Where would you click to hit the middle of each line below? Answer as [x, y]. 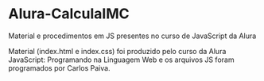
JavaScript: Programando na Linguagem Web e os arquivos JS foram [121, 60]
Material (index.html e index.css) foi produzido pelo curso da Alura [117, 51]
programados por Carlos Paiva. [59, 67]
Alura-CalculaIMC [69, 14]
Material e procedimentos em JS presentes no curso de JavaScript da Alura [132, 36]
